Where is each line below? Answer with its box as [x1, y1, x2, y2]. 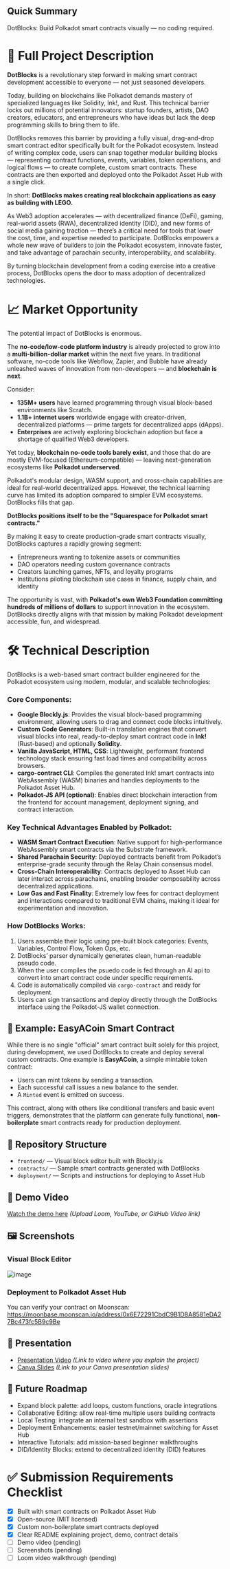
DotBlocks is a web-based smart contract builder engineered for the [7, 670, 200, 679]
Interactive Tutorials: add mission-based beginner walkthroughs [16, 1438, 198, 1446]
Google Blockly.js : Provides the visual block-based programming [16, 710, 203, 718]
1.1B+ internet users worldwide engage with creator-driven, [16, 413, 187, 421]
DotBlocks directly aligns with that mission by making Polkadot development [7, 610, 223, 618]
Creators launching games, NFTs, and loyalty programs [16, 567, 174, 575]
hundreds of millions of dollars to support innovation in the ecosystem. [7, 602, 210, 611]
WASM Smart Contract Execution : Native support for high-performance [16, 838, 222, 846]
